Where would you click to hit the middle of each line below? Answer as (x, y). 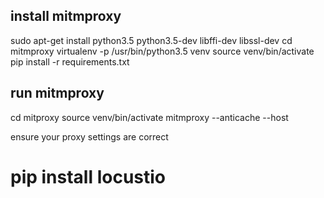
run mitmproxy (57, 93)
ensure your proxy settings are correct (89, 136)
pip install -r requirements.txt (70, 61)
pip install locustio (88, 176)
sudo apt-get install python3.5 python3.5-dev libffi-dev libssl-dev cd (151, 40)
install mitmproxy (66, 16)
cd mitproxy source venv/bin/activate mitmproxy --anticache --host (149, 117)
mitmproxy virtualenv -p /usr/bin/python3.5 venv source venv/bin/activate (162, 51)
